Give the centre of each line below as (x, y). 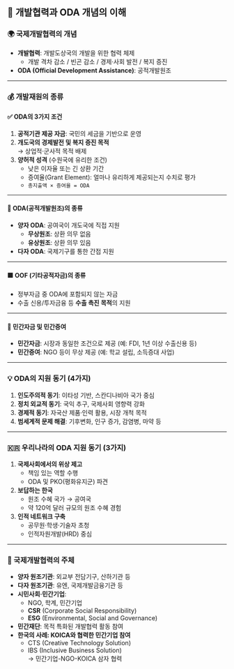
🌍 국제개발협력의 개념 (42, 34)
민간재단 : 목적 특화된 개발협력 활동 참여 (70, 626)
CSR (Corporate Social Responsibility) (82, 611)
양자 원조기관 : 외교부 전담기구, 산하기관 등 (74, 577)
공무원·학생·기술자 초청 (58, 525)
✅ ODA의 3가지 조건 (35, 116)
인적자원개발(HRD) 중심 (60, 534)
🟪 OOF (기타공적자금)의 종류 (47, 275)
